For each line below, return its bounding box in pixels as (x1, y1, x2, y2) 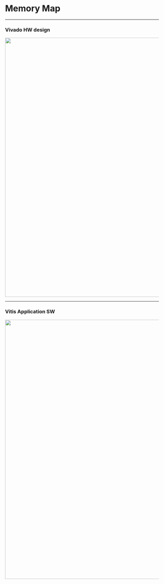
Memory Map (5, 3, 61, 14)
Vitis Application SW (5, 308, 55, 315)
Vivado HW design (5, 26, 50, 33)
